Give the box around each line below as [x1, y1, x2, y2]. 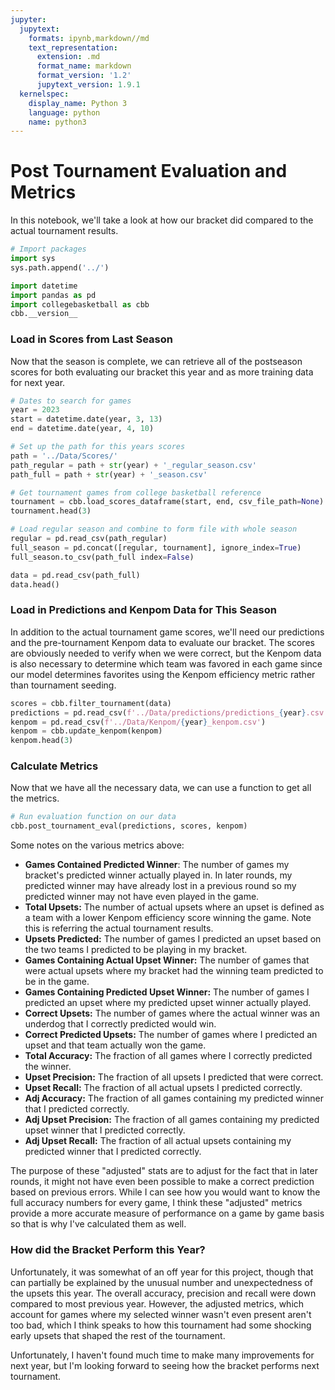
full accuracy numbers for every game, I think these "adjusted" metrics [10, 1197, 303, 1209]
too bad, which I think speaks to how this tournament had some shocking [10, 1319, 312, 1331]
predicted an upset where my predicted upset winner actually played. [24, 997, 312, 1009]
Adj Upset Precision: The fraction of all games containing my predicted [24, 1114, 320, 1126]
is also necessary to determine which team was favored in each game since [10, 657, 323, 670]
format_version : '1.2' [36, 71, 132, 81]
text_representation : [28, 42, 118, 53]
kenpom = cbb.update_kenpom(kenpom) [10, 726, 163, 736]
